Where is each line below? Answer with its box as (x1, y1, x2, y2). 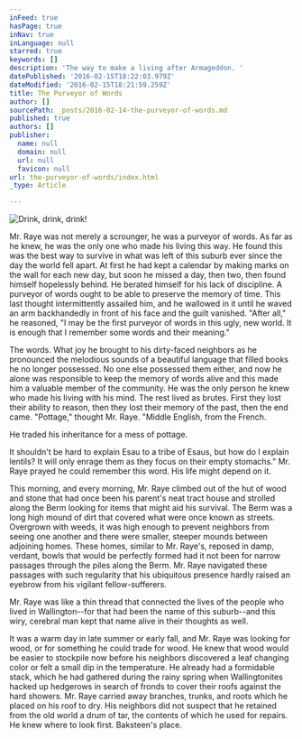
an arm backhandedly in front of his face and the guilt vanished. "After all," (9, 308, 287, 319)
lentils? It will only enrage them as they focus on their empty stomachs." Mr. (9, 457, 290, 467)
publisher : (9, 131, 50, 140)
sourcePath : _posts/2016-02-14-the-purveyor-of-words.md (9, 106, 228, 115)
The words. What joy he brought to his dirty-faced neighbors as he (9, 345, 258, 356)
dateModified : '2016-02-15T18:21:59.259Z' (9, 80, 171, 89)
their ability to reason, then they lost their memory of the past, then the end (9, 402, 288, 413)
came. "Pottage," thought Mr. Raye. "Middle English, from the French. (9, 411, 267, 422)
